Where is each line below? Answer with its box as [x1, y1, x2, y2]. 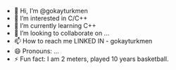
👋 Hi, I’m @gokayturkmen [13, 7, 88, 15]
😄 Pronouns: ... [13, 47, 60, 55]
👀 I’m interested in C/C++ [13, 14, 88, 22]
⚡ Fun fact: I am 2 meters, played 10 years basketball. [13, 55, 169, 63]
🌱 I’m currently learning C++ [13, 22, 96, 29]
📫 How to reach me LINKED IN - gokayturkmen [13, 37, 153, 45]
